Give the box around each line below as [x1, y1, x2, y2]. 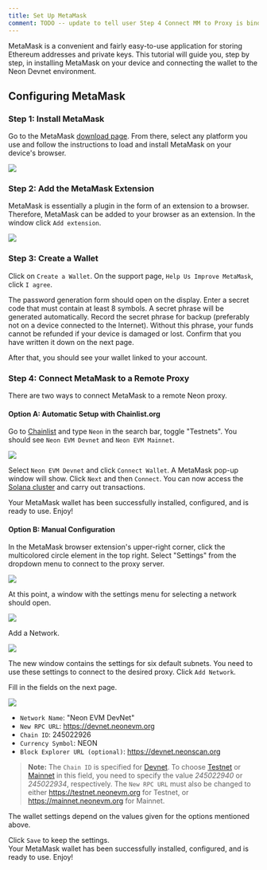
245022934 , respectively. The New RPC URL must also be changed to [27, 779, 252, 789]
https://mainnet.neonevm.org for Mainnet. [27, 796, 165, 805]
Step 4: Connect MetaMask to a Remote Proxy [8, 372, 190, 383]
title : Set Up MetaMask [8, 11, 87, 20]
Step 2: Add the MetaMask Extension [8, 183, 155, 194]
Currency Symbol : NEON [19, 739, 98, 748]
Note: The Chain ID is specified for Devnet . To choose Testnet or [27, 762, 241, 772]
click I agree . [8, 280, 53, 289]
